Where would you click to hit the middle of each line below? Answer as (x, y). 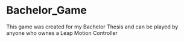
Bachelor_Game (47, 10)
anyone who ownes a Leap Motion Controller (62, 33)
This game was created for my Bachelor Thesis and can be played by (92, 27)
